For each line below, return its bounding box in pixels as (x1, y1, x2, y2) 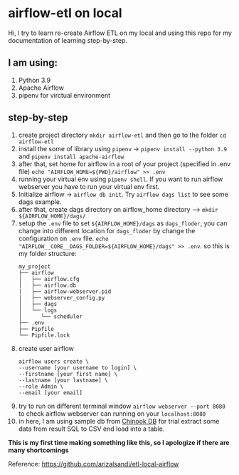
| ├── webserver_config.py (18, 294, 105, 301)
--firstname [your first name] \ (18, 370, 118, 377)
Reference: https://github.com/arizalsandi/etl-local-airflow (8, 459, 179, 468)
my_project (18, 262, 51, 270)
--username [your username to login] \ (18, 364, 137, 372)
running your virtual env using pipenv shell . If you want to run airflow (18, 175, 223, 183)
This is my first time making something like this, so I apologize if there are (8, 438, 230, 446)
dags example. (18, 198, 62, 206)
